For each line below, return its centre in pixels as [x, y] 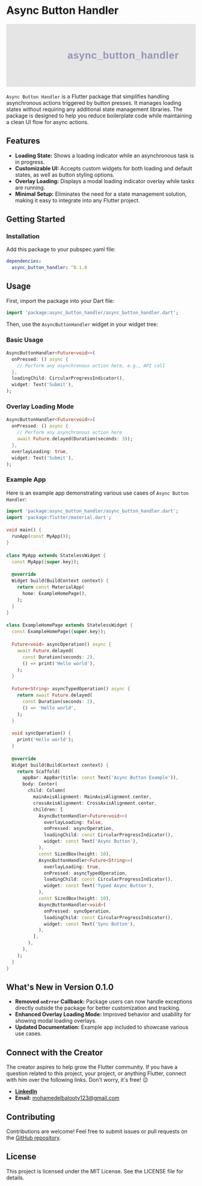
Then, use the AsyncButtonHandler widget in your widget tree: [82, 324]
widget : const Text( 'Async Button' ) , [91, 841]
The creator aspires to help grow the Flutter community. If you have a [92, 1067]
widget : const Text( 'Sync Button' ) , [90, 924]
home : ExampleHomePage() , [54, 594]
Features [23, 141]
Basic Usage [25, 340]
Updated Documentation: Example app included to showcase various [102, 1027]
